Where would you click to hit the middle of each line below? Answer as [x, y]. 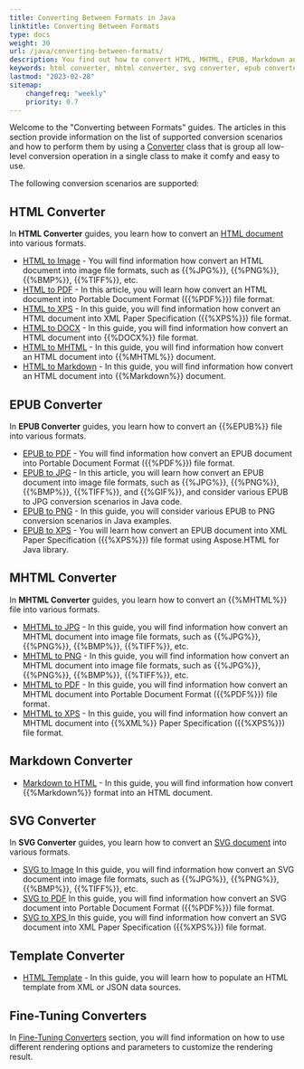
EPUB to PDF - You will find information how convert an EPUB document [157, 454]
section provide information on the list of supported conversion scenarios [146, 137]
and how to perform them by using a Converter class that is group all [138, 147]
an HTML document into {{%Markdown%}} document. [124, 376]
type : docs [30, 34]
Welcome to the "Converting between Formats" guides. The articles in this [148, 128]
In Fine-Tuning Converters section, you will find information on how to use [147, 1037]
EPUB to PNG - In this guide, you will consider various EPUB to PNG [149, 511]
